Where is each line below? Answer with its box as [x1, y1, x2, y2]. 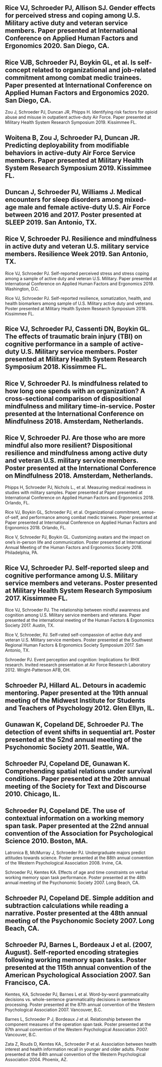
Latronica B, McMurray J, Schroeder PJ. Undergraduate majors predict [5, 850, 146, 856]
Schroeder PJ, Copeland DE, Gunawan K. [5, 760, 130, 768]
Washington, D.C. [5, 286, 40, 292]
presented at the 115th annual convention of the [5, 963, 151, 971]
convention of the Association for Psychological [5, 829, 153, 837]
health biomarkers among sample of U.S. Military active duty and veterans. [5, 300, 154, 306]
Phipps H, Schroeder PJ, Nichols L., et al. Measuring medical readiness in [5, 484, 151, 490]
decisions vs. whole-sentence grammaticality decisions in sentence [5, 997, 140, 1002]
